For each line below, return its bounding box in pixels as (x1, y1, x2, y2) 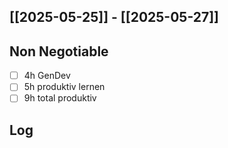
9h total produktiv (23, 92, 97, 104)
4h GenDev (23, 70, 71, 82)
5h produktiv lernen (23, 81, 106, 93)
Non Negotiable (9, 43, 109, 60)
